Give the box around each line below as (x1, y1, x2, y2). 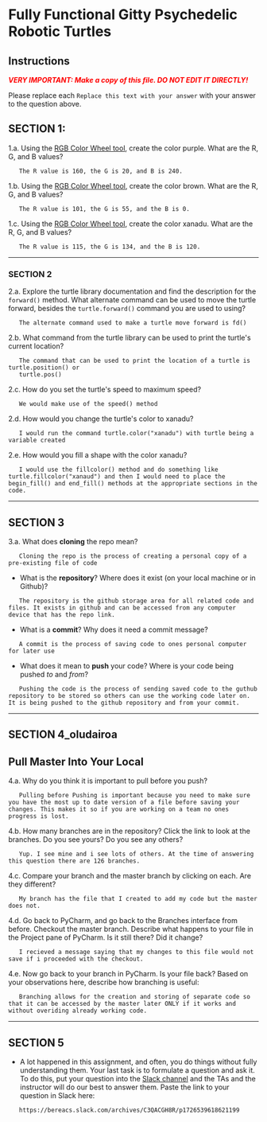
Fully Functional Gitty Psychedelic (8, 6, 238, 24)
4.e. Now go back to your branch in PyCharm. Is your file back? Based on (8, 969, 249, 979)
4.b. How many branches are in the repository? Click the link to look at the (8, 826, 250, 836)
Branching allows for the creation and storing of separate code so (18, 993, 250, 1001)
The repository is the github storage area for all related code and (18, 597, 254, 605)
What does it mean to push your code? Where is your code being (19, 660, 234, 670)
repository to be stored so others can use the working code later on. (8, 692, 250, 699)
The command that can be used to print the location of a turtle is (18, 356, 250, 365)
